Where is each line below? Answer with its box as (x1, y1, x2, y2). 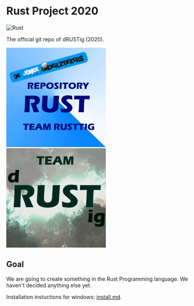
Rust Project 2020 (6, 4, 99, 18)
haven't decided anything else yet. (6, 281, 92, 289)
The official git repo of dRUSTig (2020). (6, 35, 105, 43)
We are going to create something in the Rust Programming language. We (6, 275, 188, 283)
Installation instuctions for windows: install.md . (6, 293, 122, 301)
